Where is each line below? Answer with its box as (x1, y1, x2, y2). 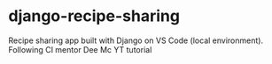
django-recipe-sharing (8, 6, 181, 26)
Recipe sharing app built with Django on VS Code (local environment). (8, 35, 263, 46)
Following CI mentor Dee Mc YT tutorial (8, 44, 152, 54)
